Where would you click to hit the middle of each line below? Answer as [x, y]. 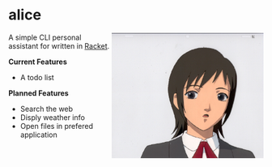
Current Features [38, 62]
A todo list [37, 77]
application [39, 135]
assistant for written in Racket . [59, 45]
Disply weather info [52, 117]
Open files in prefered [56, 126]
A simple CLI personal [45, 37]
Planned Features [38, 93]
